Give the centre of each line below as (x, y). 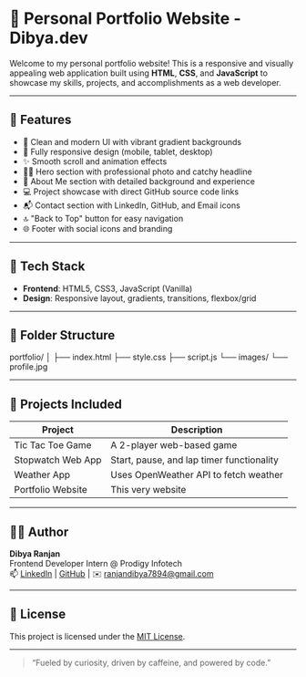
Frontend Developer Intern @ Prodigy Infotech (96, 563)
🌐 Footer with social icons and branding (97, 228)
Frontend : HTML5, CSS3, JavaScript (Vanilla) (107, 288)
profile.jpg (29, 367)
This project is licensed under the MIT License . (97, 636)
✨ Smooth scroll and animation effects (95, 161)
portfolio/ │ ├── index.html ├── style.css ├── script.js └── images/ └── (149, 357)
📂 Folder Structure (62, 335)
